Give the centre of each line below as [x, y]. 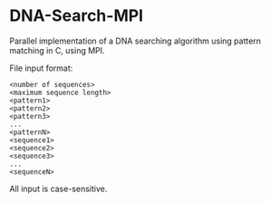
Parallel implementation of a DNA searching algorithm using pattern [135, 41]
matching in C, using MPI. [58, 50]
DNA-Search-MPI [76, 16]
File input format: [41, 68]
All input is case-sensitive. [58, 188]
